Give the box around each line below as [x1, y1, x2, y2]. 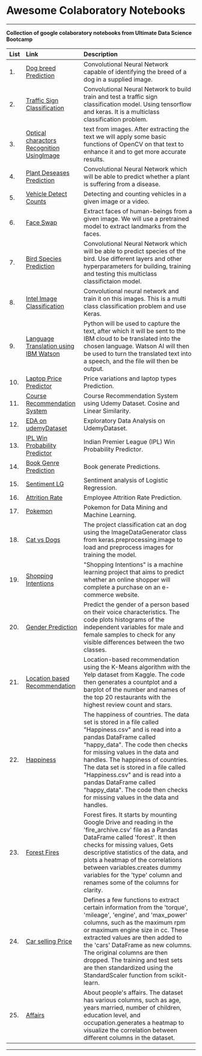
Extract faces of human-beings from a [83, 207, 192, 215]
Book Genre [26, 459, 60, 467]
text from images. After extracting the [83, 125, 189, 133]
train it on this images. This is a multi [83, 294, 186, 303]
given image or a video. [83, 197, 150, 206]
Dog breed [26, 64, 56, 72]
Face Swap [26, 218, 58, 227]
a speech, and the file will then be [83, 357, 179, 365]
